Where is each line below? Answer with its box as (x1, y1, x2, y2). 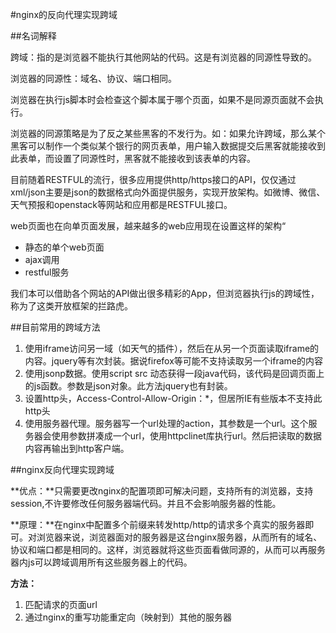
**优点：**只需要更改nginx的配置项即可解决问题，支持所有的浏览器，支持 (10, 485, 314, 497)
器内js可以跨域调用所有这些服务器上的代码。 (10, 556, 193, 568)
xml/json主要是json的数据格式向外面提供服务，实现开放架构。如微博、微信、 (10, 186, 326, 198)
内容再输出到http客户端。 (24, 443, 130, 454)
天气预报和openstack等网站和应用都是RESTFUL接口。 (10, 199, 233, 210)
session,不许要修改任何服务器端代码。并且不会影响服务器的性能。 (10, 498, 282, 509)
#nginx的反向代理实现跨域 (10, 9, 118, 20)
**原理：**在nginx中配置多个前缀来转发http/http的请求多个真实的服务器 (10, 519, 306, 530)
